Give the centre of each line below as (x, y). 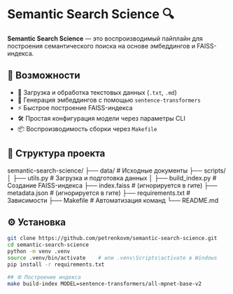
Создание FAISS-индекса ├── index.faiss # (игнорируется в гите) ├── (112, 185)
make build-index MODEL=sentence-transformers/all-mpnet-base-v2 (104, 283)
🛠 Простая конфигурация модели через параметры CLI (101, 118)
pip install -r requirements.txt (56, 265)
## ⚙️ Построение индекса (44, 277)
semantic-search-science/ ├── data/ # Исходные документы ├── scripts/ (116, 171)
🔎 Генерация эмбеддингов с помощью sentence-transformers (109, 100)
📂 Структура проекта (56, 153)
